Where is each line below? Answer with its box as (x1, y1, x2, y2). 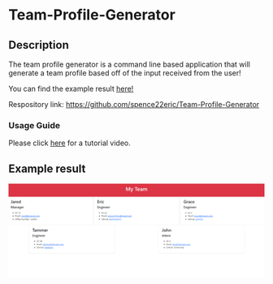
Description (8, 38, 69, 52)
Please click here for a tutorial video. (8, 138, 132, 148)
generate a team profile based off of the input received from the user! (8, 68, 241, 78)
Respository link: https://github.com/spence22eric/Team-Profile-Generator (8, 100, 260, 109)
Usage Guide (8, 119, 61, 131)
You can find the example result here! (8, 84, 134, 93)
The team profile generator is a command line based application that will (8, 59, 250, 69)
